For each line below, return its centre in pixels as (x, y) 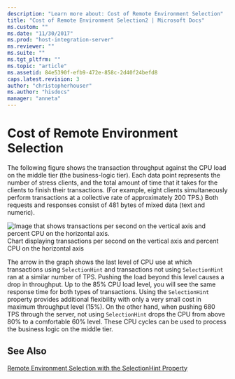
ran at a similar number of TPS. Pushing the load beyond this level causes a (116, 277)
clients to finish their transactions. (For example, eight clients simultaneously (117, 189)
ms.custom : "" (28, 27)
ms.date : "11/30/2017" (40, 33)
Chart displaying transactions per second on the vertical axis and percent (113, 241)
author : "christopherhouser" (50, 86)
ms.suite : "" (26, 53)
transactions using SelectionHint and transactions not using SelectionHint (115, 269)
